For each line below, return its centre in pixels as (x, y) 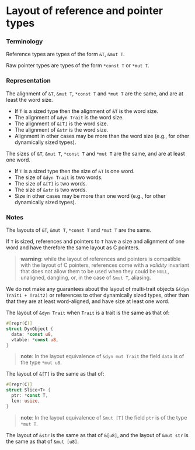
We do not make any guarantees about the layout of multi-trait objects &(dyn (98, 289)
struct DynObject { (30, 329)
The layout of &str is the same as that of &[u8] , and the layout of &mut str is (97, 435)
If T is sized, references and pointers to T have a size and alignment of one (95, 242)
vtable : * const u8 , (35, 340)
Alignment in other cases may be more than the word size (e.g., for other (102, 136)
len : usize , (26, 401)
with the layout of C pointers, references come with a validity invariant (105, 265)
